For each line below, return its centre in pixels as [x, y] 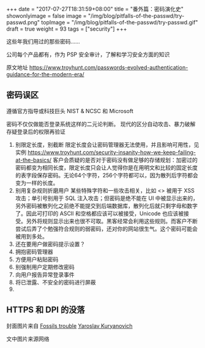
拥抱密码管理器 [34, 251]
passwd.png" [23, 22]
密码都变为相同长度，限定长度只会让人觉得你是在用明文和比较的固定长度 [106, 168]
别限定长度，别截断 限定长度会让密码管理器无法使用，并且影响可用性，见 [107, 144]
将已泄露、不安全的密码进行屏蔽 [55, 282]
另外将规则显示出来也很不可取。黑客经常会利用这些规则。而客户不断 [112, 221]
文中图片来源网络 [28, 339]
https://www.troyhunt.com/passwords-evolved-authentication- [109, 67]
